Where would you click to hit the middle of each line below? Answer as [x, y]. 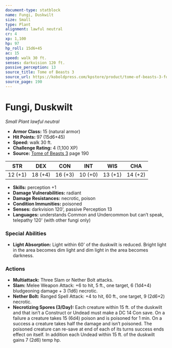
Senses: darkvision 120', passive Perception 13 [62, 209]
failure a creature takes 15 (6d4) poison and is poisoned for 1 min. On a [87, 318]
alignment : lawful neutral [34, 29]
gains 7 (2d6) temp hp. [37, 340]
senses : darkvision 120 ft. [35, 63]
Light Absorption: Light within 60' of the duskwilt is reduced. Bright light [89, 244]
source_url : [18, 77]
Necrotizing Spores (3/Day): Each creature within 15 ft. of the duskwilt [87, 307]
